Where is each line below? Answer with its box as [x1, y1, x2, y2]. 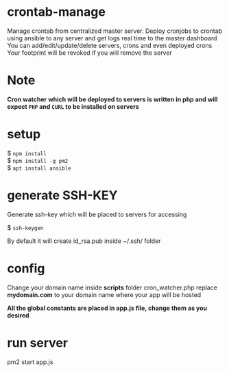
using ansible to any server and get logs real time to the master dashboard [7, 34, 217, 42]
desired [7, 311, 29, 319]
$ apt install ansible [7, 164, 71, 172]
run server [7, 335, 69, 350]
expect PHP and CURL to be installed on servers [7, 102, 139, 110]
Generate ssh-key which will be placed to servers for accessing [7, 210, 187, 218]
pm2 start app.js [7, 357, 53, 366]
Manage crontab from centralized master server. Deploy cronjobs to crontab [7, 27, 223, 35]
